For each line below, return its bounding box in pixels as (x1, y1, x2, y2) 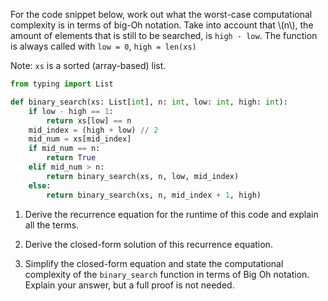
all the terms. (24, 219, 80, 231)
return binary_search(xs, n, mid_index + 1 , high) (46, 190, 262, 200)
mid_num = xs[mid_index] (28, 134, 132, 144)
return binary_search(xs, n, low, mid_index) (46, 171, 240, 181)
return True (46, 153, 97, 163)
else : (28, 180, 52, 191)
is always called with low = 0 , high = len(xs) (10, 40, 197, 52)
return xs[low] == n (46, 115, 132, 126)
